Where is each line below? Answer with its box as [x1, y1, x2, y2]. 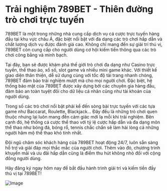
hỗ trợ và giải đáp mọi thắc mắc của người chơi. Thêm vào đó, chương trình [5, 144, 160, 150]
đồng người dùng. [5, 155, 42, 161]
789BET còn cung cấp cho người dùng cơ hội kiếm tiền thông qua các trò [5, 46, 156, 52]
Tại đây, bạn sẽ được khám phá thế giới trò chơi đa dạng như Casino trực [5, 61, 155, 67]
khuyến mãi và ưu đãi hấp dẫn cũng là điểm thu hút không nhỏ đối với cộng [5, 150, 161, 156]
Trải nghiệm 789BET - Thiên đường [5, 3, 153, 15]
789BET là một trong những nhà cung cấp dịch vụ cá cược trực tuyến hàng [5, 30, 159, 36]
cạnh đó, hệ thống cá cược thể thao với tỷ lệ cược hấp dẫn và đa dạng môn [5, 119, 160, 125]
